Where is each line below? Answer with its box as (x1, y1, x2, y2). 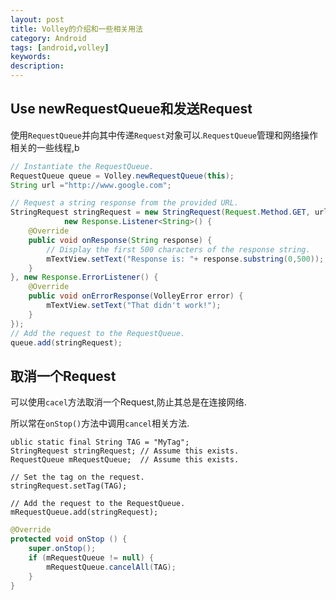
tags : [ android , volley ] (10, 42, 110, 53)
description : (10, 61, 65, 71)
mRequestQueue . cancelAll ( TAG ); (46, 562, 177, 572)
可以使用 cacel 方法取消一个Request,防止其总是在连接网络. (10, 396, 247, 408)
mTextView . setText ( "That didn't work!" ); (46, 301, 222, 311)
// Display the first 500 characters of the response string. (46, 244, 311, 255)
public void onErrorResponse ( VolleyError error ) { (28, 291, 244, 301)
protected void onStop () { (10, 534, 128, 545)
